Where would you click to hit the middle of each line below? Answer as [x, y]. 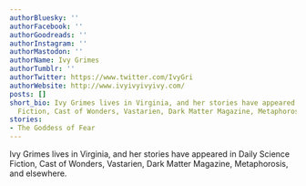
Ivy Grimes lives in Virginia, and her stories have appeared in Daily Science [150, 154]
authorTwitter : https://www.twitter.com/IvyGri [102, 77]
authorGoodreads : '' [49, 35]
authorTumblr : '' [42, 69]
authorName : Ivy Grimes [55, 60]
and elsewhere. [38, 173]
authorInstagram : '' [49, 43]
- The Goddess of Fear [52, 129]
